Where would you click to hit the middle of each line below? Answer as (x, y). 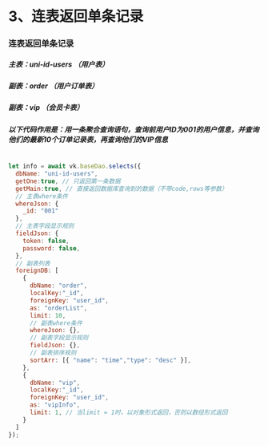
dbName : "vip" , (55, 383)
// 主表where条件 (42, 196)
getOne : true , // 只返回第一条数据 (68, 181)
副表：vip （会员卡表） (46, 107)
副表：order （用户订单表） (54, 86)
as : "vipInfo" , (55, 405)
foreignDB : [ (37, 271)
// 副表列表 (33, 263)
